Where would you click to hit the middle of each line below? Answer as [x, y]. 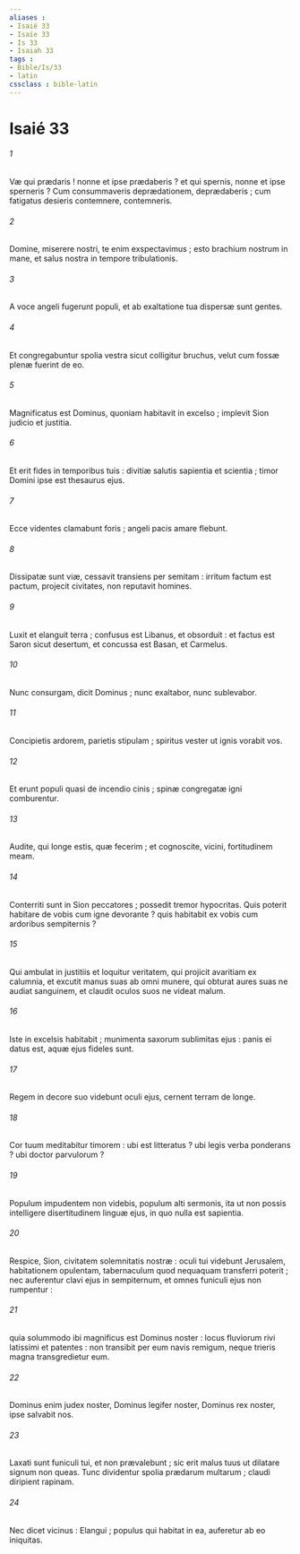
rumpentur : [31, 1289]
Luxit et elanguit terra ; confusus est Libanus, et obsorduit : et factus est [142, 635]
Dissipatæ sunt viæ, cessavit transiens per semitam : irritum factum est [140, 577]
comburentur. [34, 799]
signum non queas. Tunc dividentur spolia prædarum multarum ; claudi [140, 1472]
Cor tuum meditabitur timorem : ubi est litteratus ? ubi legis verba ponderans [150, 1145]
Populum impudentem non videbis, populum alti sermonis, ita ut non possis [148, 1203]
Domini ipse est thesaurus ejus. [67, 480]
